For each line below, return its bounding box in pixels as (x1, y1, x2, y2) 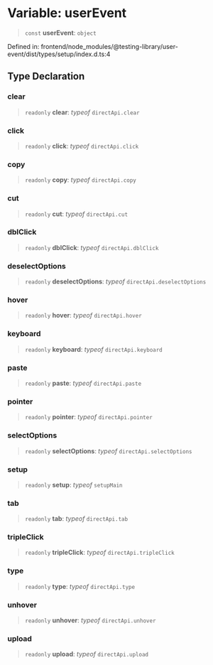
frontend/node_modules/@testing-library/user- (40, 42, 179, 50)
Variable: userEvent (7, 5, 127, 21)
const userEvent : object (24, 28, 97, 37)
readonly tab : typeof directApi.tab (24, 514, 129, 523)
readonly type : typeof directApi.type (24, 582, 136, 590)
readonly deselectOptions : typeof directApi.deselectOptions (24, 277, 207, 286)
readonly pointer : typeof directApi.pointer (24, 413, 153, 421)
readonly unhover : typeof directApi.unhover (24, 616, 156, 625)
